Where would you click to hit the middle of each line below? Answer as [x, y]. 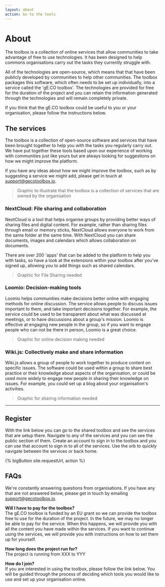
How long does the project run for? [41, 549]
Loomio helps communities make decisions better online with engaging [77, 298]
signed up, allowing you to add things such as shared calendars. [70, 265]
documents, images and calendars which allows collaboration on [71, 240]
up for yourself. [21, 539]
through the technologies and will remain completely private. [66, 98]
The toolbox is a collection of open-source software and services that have [81, 140]
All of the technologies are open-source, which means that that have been [80, 72]
